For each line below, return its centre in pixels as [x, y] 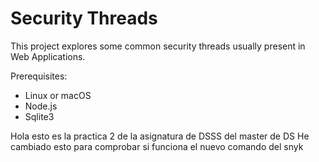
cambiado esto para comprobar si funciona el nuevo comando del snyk [157, 146]
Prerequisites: [39, 76]
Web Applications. [48, 56]
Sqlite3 [39, 116]
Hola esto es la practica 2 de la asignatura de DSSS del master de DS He [160, 136]
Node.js [41, 106]
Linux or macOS [58, 95]
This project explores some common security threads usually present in [158, 46]
